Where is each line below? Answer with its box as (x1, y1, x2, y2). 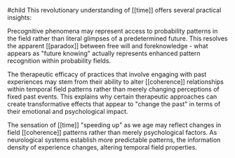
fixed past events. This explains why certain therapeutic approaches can (7, 92, 217, 101)
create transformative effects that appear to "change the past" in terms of (7, 100, 221, 108)
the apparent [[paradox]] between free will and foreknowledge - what (7, 42, 208, 50)
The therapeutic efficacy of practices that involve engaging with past (7, 70, 207, 78)
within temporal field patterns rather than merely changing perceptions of (7, 85, 220, 93)
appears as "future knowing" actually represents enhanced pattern (7, 49, 201, 57)
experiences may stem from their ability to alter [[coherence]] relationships (7, 78, 224, 86)
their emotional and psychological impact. (7, 108, 128, 115)
